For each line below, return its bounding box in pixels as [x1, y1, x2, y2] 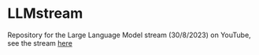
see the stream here [7, 38, 72, 47]
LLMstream [7, 5, 83, 22]
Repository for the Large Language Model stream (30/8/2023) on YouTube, [7, 30, 251, 40]
